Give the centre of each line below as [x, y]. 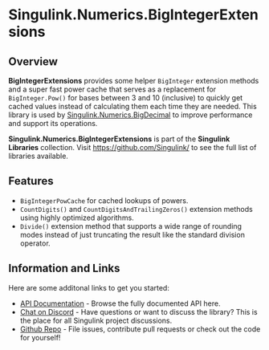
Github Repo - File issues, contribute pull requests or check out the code [140, 329]
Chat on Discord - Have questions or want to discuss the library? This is [139, 311]
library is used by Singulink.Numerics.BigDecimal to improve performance [130, 115]
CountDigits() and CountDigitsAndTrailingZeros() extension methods [136, 209]
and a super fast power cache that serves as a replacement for [112, 89]
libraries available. [38, 156]
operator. [35, 243]
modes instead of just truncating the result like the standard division [132, 234]
